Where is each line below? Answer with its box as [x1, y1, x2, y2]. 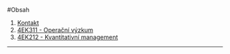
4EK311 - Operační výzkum [16, 26, 94, 34]
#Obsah [7, 6, 29, 13]
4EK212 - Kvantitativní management [16, 33, 118, 41]
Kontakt [16, 19, 40, 26]
